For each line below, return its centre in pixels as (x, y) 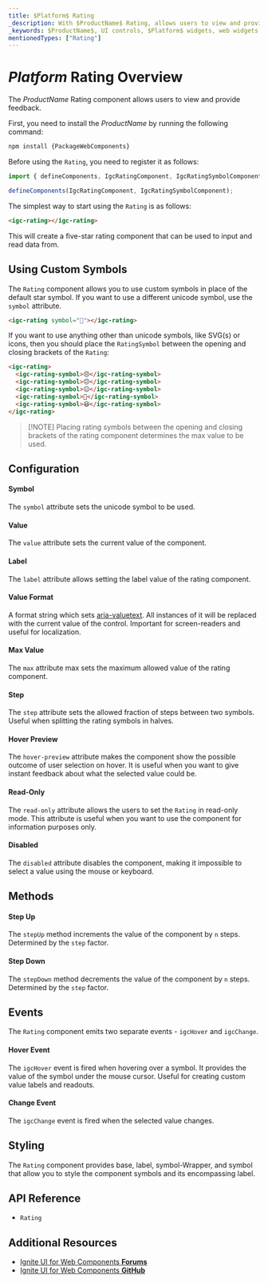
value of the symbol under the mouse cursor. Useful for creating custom (127, 1076)
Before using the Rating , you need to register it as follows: (104, 162)
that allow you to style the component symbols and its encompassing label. (132, 1173)
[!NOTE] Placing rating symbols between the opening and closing (135, 427)
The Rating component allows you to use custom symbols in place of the (128, 289)
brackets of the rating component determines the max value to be (136, 435)
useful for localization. (45, 632)
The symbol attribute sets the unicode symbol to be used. (102, 507)
